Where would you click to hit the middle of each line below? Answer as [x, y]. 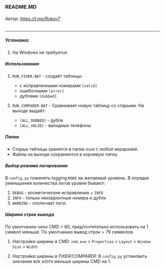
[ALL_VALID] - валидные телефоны [55, 126]
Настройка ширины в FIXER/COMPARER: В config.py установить [80, 256]
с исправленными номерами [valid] [58, 86]
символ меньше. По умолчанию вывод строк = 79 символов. [69, 232]
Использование [22, 64]
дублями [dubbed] [38, 96]
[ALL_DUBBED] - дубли [41, 120]
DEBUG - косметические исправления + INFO [58, 193]
